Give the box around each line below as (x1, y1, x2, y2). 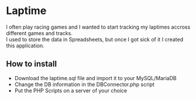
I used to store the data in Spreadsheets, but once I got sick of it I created (6, 36, 183, 43)
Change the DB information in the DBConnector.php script (14, 81, 155, 88)
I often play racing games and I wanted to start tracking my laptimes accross (6, 23, 191, 30)
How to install (6, 59, 57, 69)
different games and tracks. (6, 29, 73, 36)
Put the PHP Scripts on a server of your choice (14, 87, 128, 94)
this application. (6, 42, 45, 49)
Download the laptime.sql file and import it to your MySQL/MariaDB (14, 74, 177, 81)
